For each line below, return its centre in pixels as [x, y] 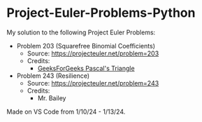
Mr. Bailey [52, 98]
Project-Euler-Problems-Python [101, 13]
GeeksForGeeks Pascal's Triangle [86, 68]
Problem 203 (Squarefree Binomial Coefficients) [86, 46]
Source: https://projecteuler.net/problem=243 [93, 83]
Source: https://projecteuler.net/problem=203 [93, 53]
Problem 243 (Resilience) [53, 76]
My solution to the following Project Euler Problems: [81, 32]
